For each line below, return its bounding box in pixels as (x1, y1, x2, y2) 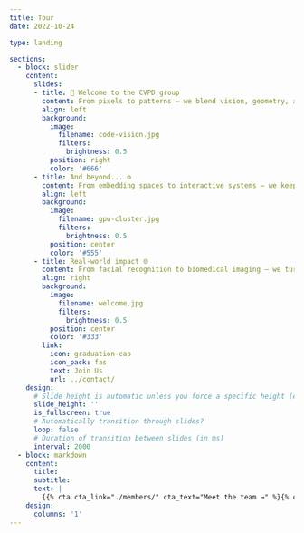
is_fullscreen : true (33, 409, 111, 418)
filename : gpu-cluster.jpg (57, 215, 160, 224)
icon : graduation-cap (49, 350, 131, 359)
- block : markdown (17, 451, 88, 460)
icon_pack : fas (49, 358, 107, 367)
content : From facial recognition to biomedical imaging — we (42, 265, 281, 275)
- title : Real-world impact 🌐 (33, 257, 149, 266)
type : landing (9, 38, 63, 47)
